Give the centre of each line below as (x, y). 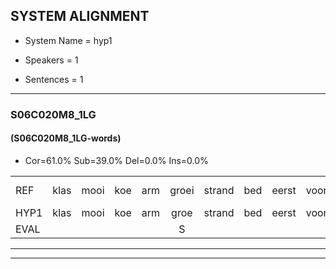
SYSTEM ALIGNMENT (80, 16)
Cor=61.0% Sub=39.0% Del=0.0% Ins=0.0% (116, 160)
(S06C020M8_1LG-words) (66, 138)
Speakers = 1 (51, 60)
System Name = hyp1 (68, 40)
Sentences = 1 (54, 79)
